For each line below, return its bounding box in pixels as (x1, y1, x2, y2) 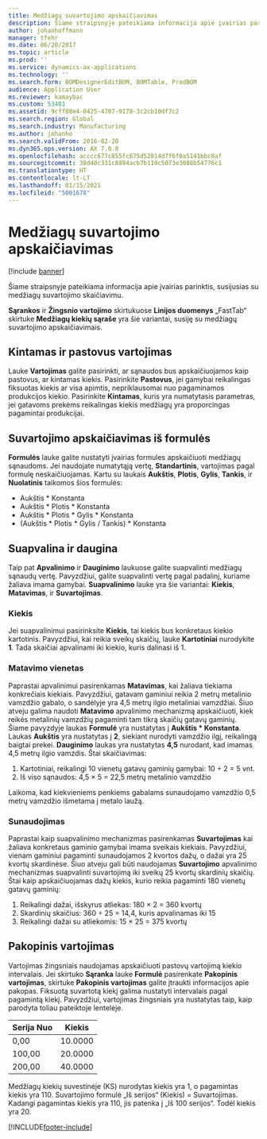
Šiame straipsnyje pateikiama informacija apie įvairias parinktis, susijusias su (8, 281, 259, 291)
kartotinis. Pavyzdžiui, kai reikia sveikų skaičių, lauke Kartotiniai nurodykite (8, 635, 255, 644)
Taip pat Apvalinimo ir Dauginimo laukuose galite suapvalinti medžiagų (8, 563, 242, 572)
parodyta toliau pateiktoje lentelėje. (8, 1002, 124, 1013)
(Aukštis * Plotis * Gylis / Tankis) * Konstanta (19, 519, 167, 528)
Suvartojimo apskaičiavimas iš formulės (8, 431, 211, 445)
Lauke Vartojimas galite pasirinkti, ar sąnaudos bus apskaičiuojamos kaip (8, 366, 249, 376)
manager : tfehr (8, 33, 59, 42)
